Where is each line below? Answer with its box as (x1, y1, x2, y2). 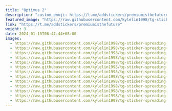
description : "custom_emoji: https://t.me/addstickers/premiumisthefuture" (5, 12, 170, 17)
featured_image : (5, 17, 40, 22)
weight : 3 (5, 27, 27, 32)
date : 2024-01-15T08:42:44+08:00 (5, 31, 77, 36)
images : (5, 36, 22, 41)
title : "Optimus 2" (5, 7, 47, 13)
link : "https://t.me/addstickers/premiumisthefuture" (5, 21, 123, 27)
